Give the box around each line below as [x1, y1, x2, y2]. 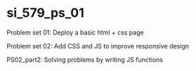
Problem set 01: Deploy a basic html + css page [6, 28, 145, 37]
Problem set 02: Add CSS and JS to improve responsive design [6, 41, 190, 50]
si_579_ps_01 [6, 5, 85, 21]
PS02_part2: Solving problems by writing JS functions [6, 55, 163, 64]
